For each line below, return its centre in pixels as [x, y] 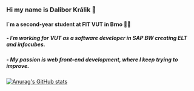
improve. [18, 66]
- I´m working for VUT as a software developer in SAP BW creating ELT [97, 38]
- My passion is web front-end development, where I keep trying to [92, 59]
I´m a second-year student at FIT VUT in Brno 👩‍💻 [69, 24]
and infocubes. [26, 44]
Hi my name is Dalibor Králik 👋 [51, 10]
